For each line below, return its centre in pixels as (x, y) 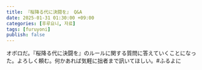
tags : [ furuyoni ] (28, 29)
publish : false (26, 35)
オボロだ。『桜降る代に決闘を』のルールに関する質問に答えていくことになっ (101, 53)
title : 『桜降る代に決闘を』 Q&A (44, 12)
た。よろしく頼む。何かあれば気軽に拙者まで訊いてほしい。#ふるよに (94, 61)
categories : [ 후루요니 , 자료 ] (41, 23)
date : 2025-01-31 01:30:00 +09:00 (50, 18)
